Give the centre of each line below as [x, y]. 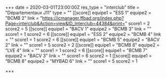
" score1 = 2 [137, 23]
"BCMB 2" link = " [24, 18]
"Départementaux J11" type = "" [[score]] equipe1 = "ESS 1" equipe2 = [78, 13]
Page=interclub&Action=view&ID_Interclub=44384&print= [65, 23]
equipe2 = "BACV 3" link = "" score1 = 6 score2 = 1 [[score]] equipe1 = [79, 56]
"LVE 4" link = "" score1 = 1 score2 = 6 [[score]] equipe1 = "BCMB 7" [76, 50]
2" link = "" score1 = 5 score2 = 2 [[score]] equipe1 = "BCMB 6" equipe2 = [82, 45]
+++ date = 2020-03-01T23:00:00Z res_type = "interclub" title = [72, 7]
